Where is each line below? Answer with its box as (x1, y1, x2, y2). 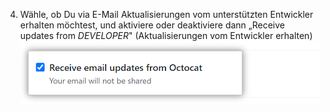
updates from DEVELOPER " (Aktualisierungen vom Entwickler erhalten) (19, 30, 313, 41)
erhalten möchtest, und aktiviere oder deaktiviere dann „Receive (19, 19, 285, 31)
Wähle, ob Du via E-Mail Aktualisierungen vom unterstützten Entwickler (19, 9, 314, 20)
